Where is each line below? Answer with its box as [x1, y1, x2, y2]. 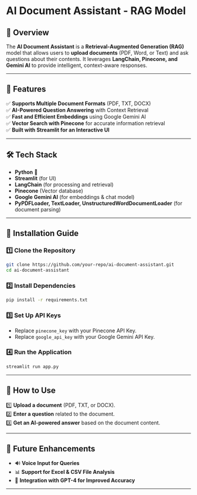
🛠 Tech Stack [6, 150, 57, 160]
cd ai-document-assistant [6, 267, 69, 274]
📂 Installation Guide [6, 228, 79, 238]
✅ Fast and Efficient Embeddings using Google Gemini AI [6, 113, 147, 120]
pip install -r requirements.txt [6, 297, 88, 303]
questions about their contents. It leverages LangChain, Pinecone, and [6, 56, 178, 62]
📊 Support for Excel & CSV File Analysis [14, 469, 115, 476]
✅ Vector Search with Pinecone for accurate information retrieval [6, 119, 165, 127]
